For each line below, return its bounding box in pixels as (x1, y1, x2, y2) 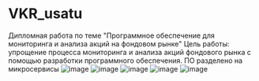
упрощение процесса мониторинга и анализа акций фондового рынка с (8, 47, 251, 57)
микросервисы (8, 64, 59, 73)
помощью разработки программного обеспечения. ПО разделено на (8, 56, 243, 65)
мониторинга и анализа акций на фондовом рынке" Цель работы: (8, 39, 231, 48)
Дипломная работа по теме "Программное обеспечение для (8, 31, 215, 40)
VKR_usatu (8, 5, 83, 23)
